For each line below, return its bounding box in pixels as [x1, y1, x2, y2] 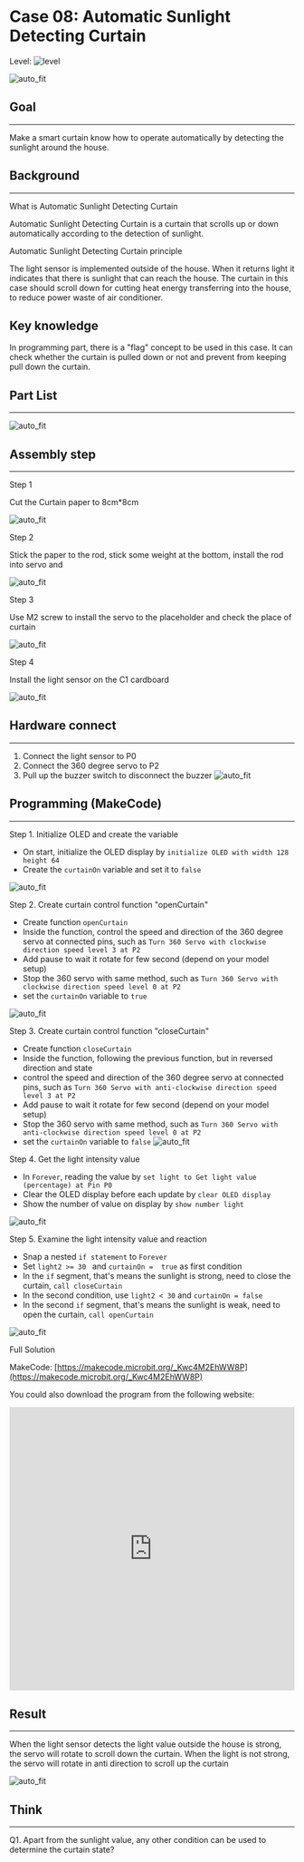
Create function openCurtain [22, 916, 128, 927]
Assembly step [9, 446, 97, 462]
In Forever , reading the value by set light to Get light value [22, 1171, 257, 1182]
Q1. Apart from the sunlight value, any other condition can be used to [9, 1835, 267, 1846]
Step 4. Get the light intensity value [9, 1154, 140, 1165]
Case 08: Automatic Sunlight [9, 6, 232, 27]
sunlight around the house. [9, 141, 109, 152]
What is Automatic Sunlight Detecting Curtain [9, 200, 178, 211]
